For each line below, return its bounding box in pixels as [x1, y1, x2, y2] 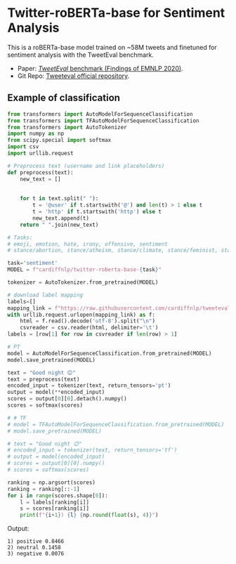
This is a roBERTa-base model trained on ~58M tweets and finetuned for [7, 43, 218, 51]
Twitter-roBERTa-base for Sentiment [7, 5, 225, 21]
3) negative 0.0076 [7, 550, 65, 558]
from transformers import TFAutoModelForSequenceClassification [7, 117, 199, 124]
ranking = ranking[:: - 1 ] [7, 485, 80, 492]
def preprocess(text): [7, 169, 74, 176]
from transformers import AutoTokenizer [7, 124, 128, 131]
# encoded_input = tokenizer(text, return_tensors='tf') [7, 447, 178, 454]
